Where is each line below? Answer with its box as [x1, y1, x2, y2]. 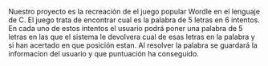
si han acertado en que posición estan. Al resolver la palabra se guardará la [8, 41, 258, 50]
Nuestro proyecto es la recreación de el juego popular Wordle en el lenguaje [8, 7, 261, 16]
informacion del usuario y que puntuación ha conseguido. [8, 49, 199, 58]
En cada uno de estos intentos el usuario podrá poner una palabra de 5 [8, 24, 243, 33]
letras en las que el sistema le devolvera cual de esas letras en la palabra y [8, 32, 255, 41]
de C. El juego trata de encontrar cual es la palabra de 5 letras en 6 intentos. [8, 15, 261, 25]
